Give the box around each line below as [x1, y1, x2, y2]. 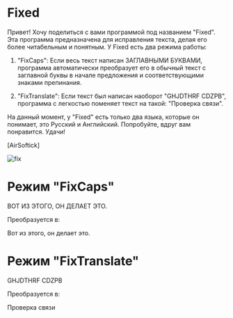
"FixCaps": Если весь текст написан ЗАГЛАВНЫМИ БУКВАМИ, [17, 56, 203, 64]
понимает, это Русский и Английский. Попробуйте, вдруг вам [7, 120, 191, 128]
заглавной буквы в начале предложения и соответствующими [17, 71, 204, 79]
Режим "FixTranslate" [7, 253, 139, 269]
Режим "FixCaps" [7, 179, 115, 195]
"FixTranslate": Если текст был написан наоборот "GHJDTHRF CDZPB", [17, 92, 227, 100]
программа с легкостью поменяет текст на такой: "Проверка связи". [17, 99, 224, 107]
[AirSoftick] [7, 141, 40, 149]
